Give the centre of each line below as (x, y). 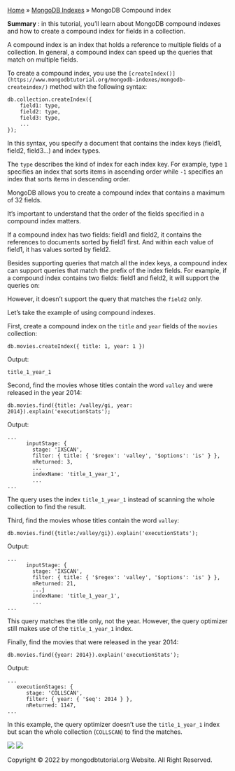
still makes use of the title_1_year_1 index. (70, 628)
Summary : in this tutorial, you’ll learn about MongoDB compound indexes (114, 23)
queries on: (23, 285)
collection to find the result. (47, 507)
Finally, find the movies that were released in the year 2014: (93, 642)
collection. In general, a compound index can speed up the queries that (110, 52)
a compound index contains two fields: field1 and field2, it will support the (113, 278)
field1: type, (40, 106)
